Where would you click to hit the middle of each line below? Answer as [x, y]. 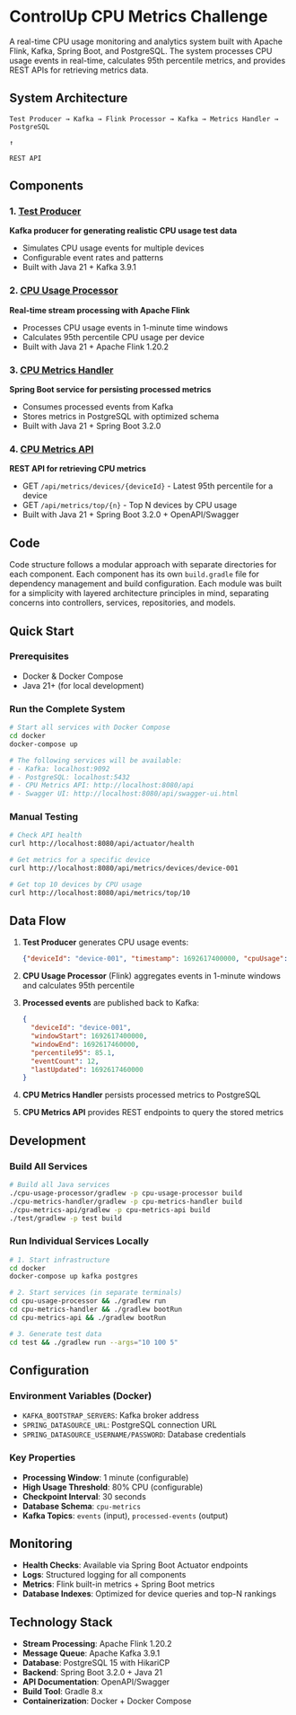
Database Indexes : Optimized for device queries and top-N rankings [149, 1594]
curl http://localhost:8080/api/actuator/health [102, 844]
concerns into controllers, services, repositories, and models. [122, 602]
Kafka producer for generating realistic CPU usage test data [123, 231]
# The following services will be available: [96, 761]
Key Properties [43, 1458]
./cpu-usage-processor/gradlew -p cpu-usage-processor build [126, 1193]
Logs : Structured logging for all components [104, 1575]
